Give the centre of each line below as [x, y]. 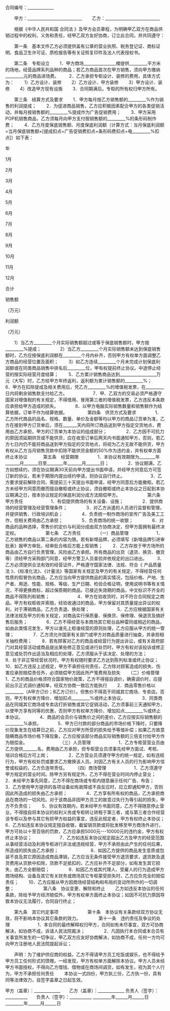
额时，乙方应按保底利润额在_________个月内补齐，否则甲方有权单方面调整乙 [83, 355]
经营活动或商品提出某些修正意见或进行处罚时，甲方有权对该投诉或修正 [92, 647]
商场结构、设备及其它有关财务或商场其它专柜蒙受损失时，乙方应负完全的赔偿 [85, 876]
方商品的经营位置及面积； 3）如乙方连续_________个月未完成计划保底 [81, 362]
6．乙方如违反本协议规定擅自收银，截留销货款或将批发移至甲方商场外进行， [84, 825]
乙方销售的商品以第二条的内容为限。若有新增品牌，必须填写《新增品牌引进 [83, 539]
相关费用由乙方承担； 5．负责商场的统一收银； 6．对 [91, 520]
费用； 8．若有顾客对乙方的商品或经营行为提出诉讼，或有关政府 [89, 641]
